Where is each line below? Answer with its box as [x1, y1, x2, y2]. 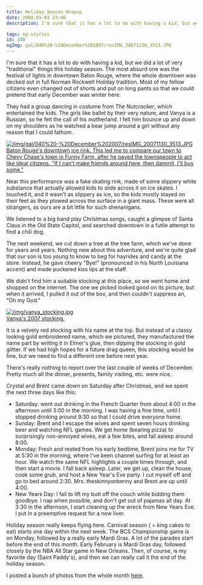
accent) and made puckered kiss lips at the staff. [6, 266, 128, 273]
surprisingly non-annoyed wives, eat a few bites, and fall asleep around [14, 432, 193, 440]
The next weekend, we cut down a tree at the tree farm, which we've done [6, 240, 192, 247]
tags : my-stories [6, 31, 50, 37]
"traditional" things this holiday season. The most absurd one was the [6, 65, 179, 73]
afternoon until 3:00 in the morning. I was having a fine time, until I [14, 407, 181, 414]
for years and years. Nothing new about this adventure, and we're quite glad [6, 246, 196, 253]
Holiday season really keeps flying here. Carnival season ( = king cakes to [6, 521, 190, 529]
